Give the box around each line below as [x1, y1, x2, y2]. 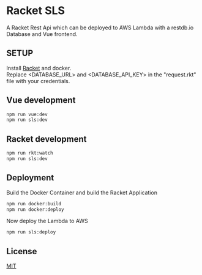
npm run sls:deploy [6, 229, 56, 235]
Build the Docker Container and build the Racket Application [6, 189, 158, 196]
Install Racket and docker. [6, 64, 72, 71]
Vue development [6, 95, 76, 106]
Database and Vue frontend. [6, 30, 78, 37]
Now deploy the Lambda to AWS [6, 218, 89, 225]
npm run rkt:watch [6, 150, 53, 156]
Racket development [6, 134, 87, 144]
